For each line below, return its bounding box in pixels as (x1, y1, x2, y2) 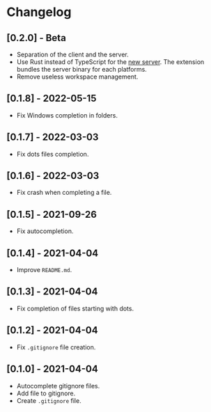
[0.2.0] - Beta (6, 32, 67, 44)
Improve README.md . (16, 266, 72, 274)
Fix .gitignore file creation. (16, 342, 96, 351)
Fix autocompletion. (16, 227, 74, 235)
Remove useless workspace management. (16, 72, 139, 81)
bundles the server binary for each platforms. (16, 65, 147, 73)
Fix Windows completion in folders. (16, 111, 118, 119)
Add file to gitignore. (16, 389, 76, 397)
